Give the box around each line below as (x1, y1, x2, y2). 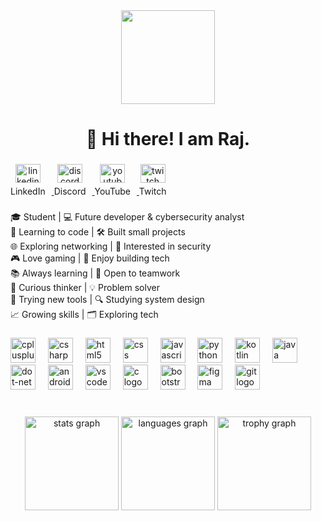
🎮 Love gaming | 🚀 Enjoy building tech (10, 252, 170, 264)
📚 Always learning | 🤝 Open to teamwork (10, 267, 181, 279)
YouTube (94, 185, 131, 198)
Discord (53, 185, 87, 198)
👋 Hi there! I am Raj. (85, 128, 251, 151)
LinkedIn (10, 185, 46, 198)
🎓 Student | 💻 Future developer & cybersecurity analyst (10, 211, 245, 223)
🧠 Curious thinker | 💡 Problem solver (10, 282, 160, 294)
